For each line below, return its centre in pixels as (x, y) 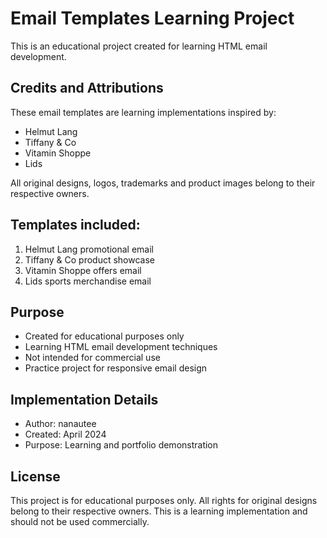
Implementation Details (84, 399)
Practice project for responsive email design (116, 368)
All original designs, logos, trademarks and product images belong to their (163, 183)
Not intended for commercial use (92, 358)
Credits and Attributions (87, 88)
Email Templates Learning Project (152, 18)
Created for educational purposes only (104, 336)
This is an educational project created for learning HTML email (139, 46)
